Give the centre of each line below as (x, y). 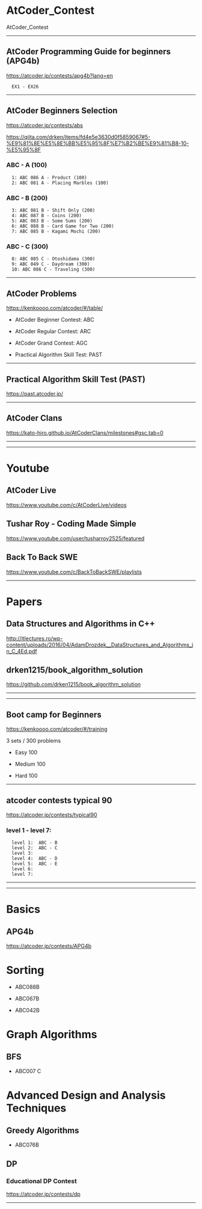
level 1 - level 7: (29, 830)
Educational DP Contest (41, 1181)
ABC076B (27, 1145)
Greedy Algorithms (43, 1131)
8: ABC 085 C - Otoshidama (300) (54, 259)
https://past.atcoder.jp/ (35, 394)
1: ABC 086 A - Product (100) (49, 177)
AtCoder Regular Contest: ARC (53, 331)
